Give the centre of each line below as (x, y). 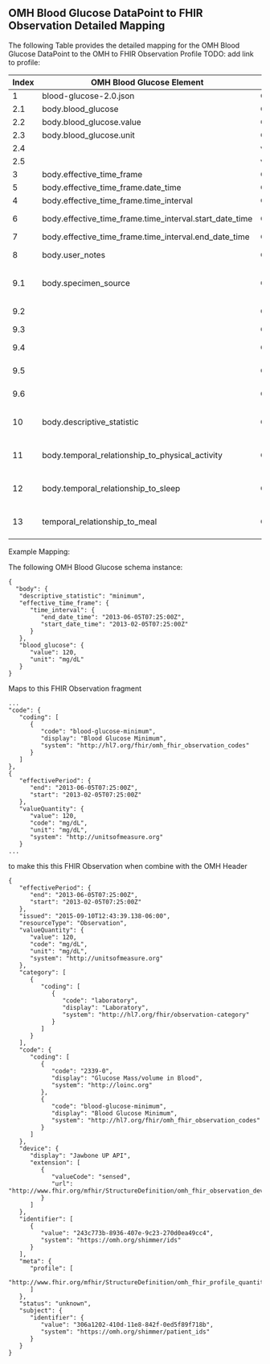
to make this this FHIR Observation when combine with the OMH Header (128, 866)
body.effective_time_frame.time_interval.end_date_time (146, 237)
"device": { (39, 1148)
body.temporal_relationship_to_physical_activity (133, 455)
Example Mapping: (39, 552)
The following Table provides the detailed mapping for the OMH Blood (124, 45)
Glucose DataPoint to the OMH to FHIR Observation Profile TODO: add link (131, 54)
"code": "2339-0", (82, 1071)
